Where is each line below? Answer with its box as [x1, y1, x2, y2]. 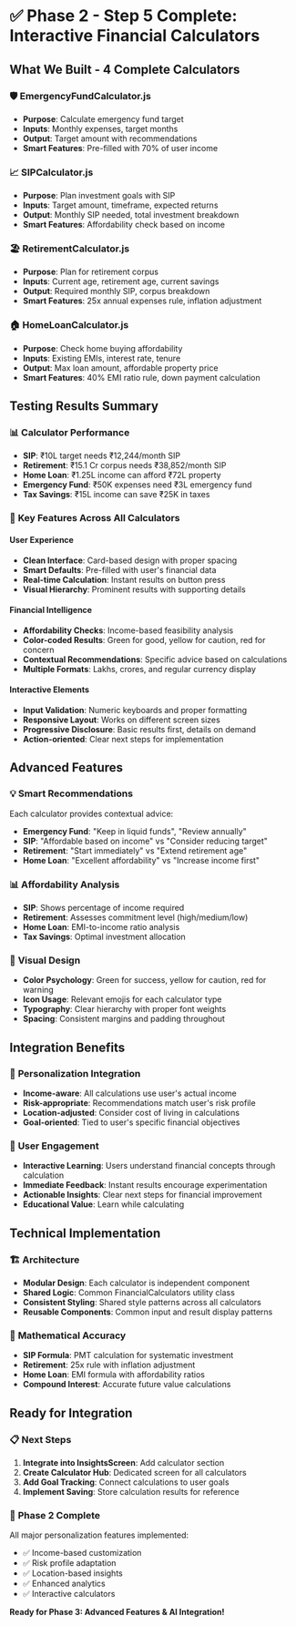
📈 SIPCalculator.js [9, 166, 94, 179]
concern [22, 644, 55, 655]
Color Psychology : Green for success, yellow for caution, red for [22, 975, 267, 986]
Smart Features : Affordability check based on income [22, 220, 226, 230]
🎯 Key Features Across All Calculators [9, 512, 180, 525]
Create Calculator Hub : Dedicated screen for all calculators [22, 1467, 248, 1478]
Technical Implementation [9, 1225, 161, 1241]
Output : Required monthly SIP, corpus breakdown [22, 286, 210, 297]
